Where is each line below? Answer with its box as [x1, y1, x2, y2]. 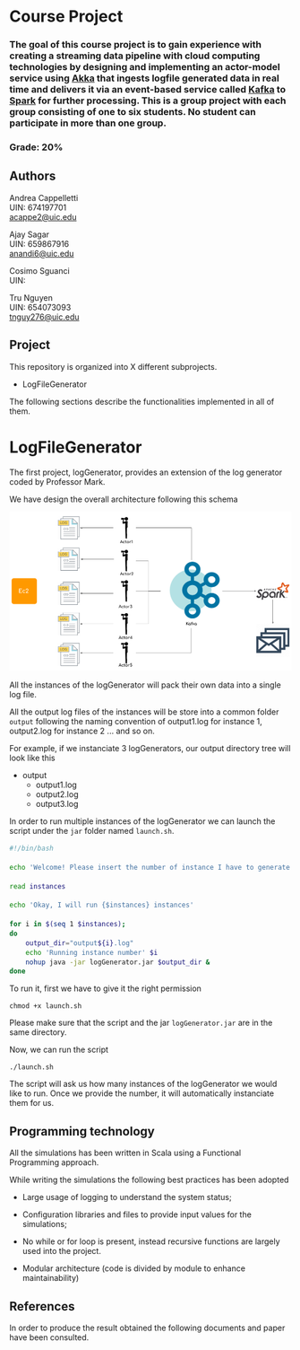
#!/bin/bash [9, 844, 54, 854]
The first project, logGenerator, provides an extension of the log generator [9, 467, 283, 478]
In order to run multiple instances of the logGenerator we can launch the [9, 816, 276, 827]
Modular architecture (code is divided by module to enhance [21, 1263, 246, 1274]
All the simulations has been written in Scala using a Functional [9, 1147, 242, 1159]
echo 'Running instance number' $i [25, 948, 159, 957]
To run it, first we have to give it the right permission [9, 983, 201, 994]
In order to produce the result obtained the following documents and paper [9, 1322, 286, 1333]
